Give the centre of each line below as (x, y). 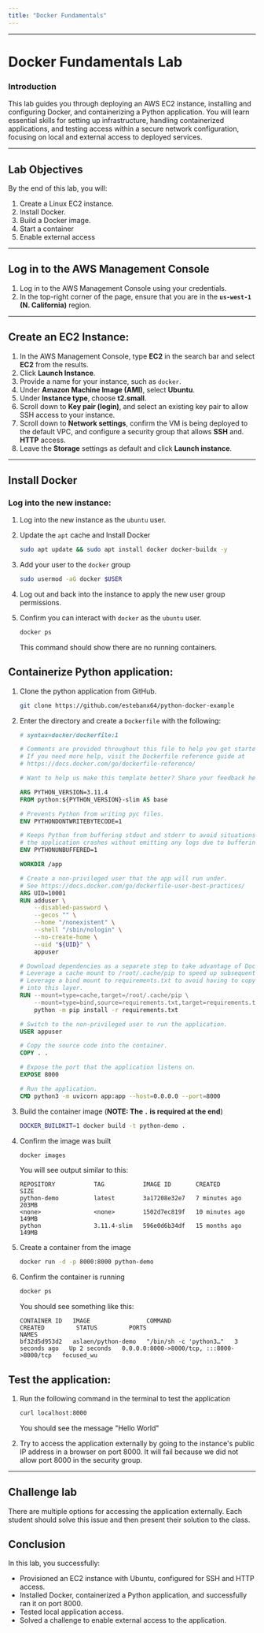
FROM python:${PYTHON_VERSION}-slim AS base (93, 800)
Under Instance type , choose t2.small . (83, 398)
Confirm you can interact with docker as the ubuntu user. (110, 617)
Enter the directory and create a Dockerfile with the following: (120, 720)
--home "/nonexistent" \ (75, 923)
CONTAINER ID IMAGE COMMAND (95, 1321)
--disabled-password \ (71, 908)
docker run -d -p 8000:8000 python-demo (86, 1262)
